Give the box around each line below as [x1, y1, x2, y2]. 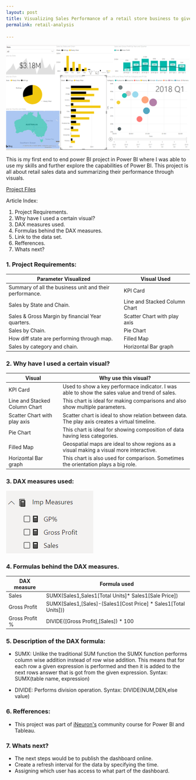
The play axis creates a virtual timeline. [62, 418, 156, 425]
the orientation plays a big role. [62, 461, 137, 468]
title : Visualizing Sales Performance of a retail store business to [6, 15, 179, 22]
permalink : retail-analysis [6, 22, 75, 28]
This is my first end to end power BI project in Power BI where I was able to [6, 156, 187, 163]
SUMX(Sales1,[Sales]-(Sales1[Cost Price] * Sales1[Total [45, 600, 185, 607]
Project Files [6, 186, 36, 193]
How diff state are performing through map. [8, 335, 113, 342]
